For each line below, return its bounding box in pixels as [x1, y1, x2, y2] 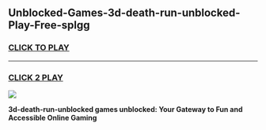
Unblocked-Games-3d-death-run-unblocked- [8, 6, 241, 20]
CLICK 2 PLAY [8, 72, 63, 83]
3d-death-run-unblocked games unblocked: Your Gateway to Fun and [8, 104, 243, 113]
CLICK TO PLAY [8, 43, 70, 54]
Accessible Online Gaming [8, 113, 97, 122]
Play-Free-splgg [8, 19, 90, 32]
